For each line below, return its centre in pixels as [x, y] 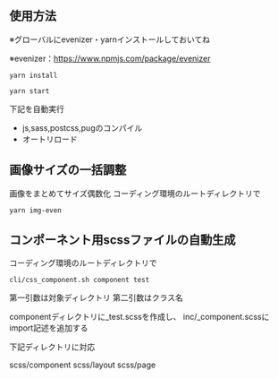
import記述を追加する [49, 328]
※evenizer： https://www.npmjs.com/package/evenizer [110, 58]
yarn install [34, 75]
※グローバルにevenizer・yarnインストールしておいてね [110, 39]
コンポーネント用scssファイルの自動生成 [122, 240]
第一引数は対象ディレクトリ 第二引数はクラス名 [96, 297]
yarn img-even [36, 210]
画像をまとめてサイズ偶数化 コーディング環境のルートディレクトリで [135, 193]
